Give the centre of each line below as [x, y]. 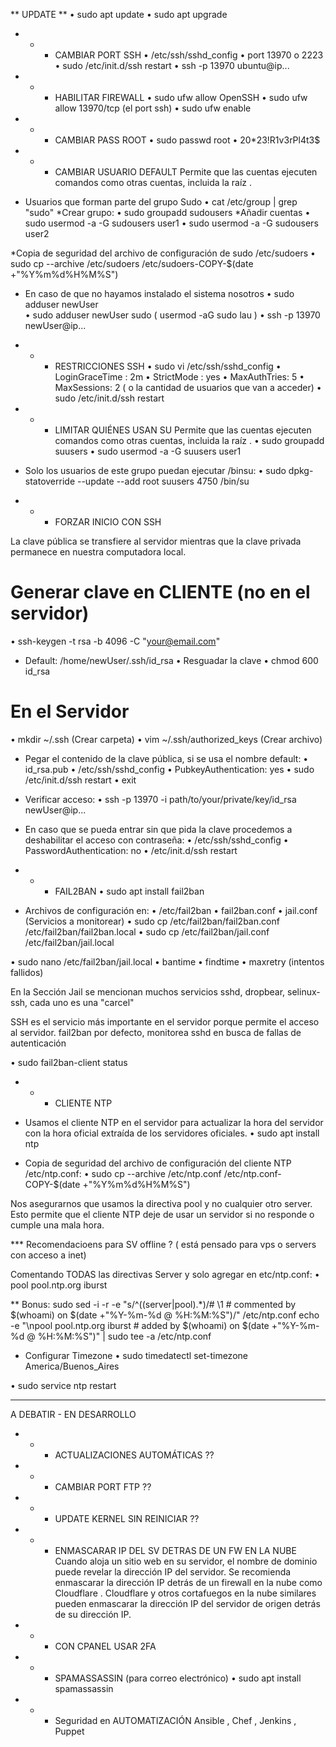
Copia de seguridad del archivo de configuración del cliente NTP [158, 1163]
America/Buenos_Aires [72, 1366]
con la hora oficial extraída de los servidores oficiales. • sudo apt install [172, 1133]
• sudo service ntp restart [63, 1385]
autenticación [38, 1043]
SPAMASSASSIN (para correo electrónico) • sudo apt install [178, 1678]
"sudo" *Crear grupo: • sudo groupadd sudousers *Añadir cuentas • [167, 212]
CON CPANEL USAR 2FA [105, 1646]
